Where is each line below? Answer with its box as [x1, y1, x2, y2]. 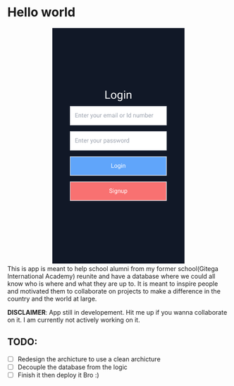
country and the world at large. [7, 294, 97, 303]
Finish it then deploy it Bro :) [17, 370, 100, 379]
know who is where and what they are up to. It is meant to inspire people [7, 279, 218, 288]
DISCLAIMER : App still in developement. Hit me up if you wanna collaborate [7, 308, 228, 316]
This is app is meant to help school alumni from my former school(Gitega [7, 264, 218, 272]
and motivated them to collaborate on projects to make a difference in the [7, 287, 221, 295]
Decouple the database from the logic [17, 363, 128, 371]
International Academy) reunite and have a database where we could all [7, 272, 216, 280]
